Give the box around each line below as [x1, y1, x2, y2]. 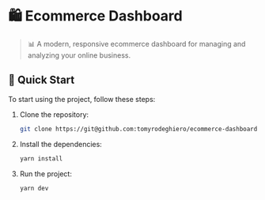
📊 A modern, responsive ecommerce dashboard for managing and [27, 39, 246, 48]
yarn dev [19, 184, 49, 192]
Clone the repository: [19, 109, 89, 119]
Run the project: [19, 168, 73, 179]
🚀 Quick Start [8, 74, 75, 87]
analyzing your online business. [27, 50, 131, 60]
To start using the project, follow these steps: [8, 94, 156, 104]
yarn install [19, 154, 63, 163]
